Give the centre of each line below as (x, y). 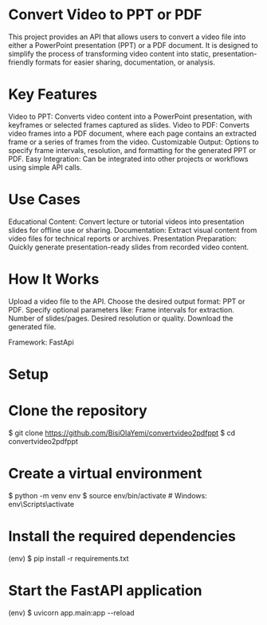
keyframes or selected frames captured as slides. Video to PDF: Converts (129, 124)
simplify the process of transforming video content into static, (110, 53)
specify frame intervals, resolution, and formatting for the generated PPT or (132, 150)
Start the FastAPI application (105, 590)
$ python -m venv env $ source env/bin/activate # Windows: (108, 495)
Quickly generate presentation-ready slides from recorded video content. (129, 247)
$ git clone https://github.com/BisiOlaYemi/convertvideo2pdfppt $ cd (122, 433)
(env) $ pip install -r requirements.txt (69, 558)
